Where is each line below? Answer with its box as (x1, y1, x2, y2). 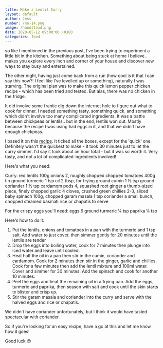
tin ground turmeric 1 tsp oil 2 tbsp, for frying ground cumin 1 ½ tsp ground (5, 177, 155, 183)
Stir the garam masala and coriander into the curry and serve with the (12, 294, 152, 300)
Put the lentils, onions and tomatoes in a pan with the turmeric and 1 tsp (12, 227, 156, 232)
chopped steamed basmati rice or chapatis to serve (5, 198, 109, 204)
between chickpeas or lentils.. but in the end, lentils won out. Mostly (5, 118, 142, 124)
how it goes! (5, 329, 30, 334)
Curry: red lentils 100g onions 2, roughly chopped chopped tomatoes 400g (5, 173, 156, 178)
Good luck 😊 (5, 338, 32, 344)
